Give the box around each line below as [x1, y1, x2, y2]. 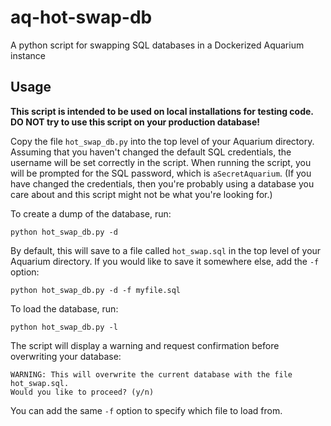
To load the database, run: [10, 302, 119, 315]
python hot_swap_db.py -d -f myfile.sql [10, 285, 182, 295]
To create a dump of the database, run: [10, 207, 172, 220]
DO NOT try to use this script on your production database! [10, 116, 260, 128]
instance [10, 49, 46, 61]
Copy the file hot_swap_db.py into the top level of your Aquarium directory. [10, 135, 315, 147]
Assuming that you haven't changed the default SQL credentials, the [10, 146, 292, 158]
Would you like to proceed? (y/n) [10, 387, 155, 397]
